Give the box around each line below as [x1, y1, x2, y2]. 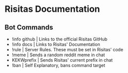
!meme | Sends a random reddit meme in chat [11, 52, 105, 58]
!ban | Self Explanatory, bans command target [11, 63, 106, 68]
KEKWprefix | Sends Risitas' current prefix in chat [11, 57, 113, 63]
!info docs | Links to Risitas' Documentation [11, 41, 100, 47]
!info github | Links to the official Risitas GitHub [11, 36, 107, 42]
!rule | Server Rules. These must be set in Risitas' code [11, 47, 124, 52]
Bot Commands [4, 23, 53, 32]
